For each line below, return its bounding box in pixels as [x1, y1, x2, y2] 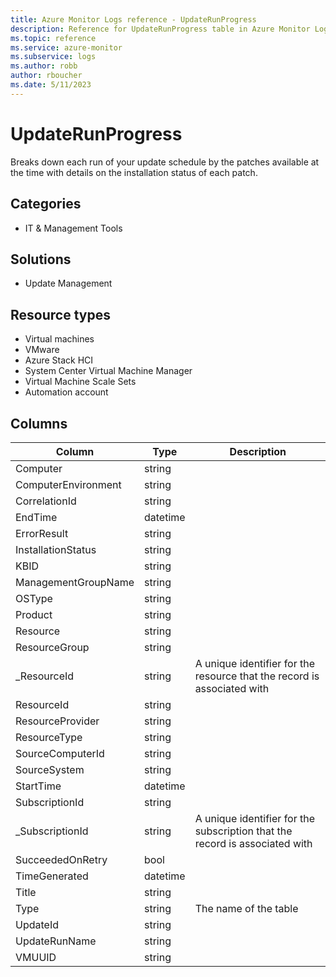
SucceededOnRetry [15, 852, 108, 866]
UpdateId [15, 917, 59, 931]
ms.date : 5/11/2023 [10, 80, 92, 90]
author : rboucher [10, 71, 83, 81]
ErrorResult [15, 526, 69, 540]
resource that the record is [194, 669, 320, 683]
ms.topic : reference [10, 33, 97, 43]
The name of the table [194, 901, 299, 915]
